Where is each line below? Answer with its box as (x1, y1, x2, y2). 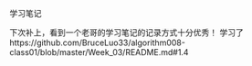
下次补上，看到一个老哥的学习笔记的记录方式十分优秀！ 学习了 (9, 27, 244, 38)
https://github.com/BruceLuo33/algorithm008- (9, 37, 185, 48)
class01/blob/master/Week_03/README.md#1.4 (9, 47, 189, 57)
